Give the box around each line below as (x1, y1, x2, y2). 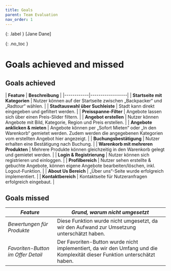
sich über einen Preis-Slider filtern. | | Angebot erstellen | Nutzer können (5, 114, 159, 120)
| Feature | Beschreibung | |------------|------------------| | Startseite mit (5, 92, 162, 98)
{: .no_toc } (5, 41, 28, 47)
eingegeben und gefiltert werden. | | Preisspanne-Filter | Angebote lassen (5, 109, 162, 115)
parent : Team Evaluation (5, 12, 58, 17)
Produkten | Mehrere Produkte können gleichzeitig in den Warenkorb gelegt (5, 146, 165, 153)
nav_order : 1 (5, 17, 33, 22)
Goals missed (5, 194, 49, 202)
